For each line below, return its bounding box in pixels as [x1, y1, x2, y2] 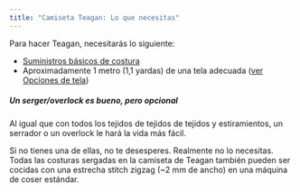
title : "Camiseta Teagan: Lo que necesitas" [9, 13, 180, 23]
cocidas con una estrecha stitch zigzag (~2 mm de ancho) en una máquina [9, 164, 288, 175]
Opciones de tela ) [22, 74, 89, 86]
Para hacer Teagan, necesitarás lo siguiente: [9, 38, 175, 49]
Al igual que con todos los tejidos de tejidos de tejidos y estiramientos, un [9, 118, 283, 129]
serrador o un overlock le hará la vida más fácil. [9, 127, 187, 138]
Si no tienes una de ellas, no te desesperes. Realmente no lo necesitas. [9, 145, 274, 156]
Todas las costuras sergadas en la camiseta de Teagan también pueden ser [9, 154, 291, 165]
